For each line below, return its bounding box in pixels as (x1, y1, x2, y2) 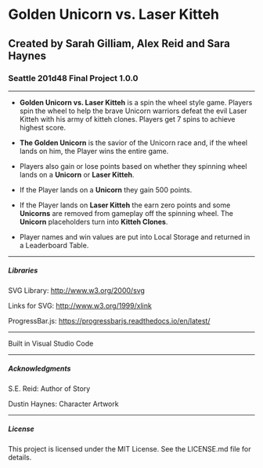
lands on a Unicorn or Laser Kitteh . (19, 170, 135, 179)
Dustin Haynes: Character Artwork (8, 399, 119, 408)
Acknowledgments (8, 364, 71, 374)
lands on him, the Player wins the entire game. (19, 146, 169, 155)
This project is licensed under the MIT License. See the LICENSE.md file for (8, 444, 251, 453)
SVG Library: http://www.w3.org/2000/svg (8, 285, 145, 295)
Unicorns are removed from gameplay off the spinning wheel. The (19, 208, 233, 218)
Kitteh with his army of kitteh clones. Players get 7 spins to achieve (19, 114, 236, 123)
